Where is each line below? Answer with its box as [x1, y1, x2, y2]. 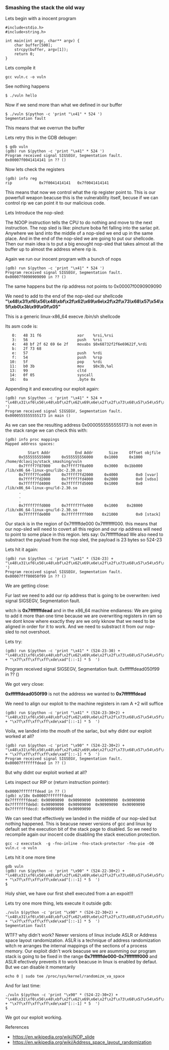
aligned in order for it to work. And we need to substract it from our [5, 623, 144, 630]
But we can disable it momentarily [5, 964, 75, 970]
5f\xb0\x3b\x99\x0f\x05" [5, 304, 61, 310]
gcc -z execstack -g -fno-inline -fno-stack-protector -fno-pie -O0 [5, 841, 154, 846]
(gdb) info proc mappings [5, 437, 59, 442]
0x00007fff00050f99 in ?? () [5, 574, 66, 579]
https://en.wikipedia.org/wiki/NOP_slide [12, 1034, 95, 1040]
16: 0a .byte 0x [10, 377, 96, 382]
